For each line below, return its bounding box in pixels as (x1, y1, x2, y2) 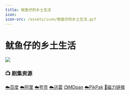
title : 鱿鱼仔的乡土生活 (5, 7, 51, 13)
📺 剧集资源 (5, 70, 33, 77)
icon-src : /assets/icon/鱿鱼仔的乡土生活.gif (5, 17, 97, 22)
